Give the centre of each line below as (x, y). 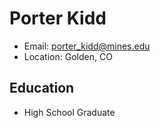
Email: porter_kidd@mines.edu (87, 46)
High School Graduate (69, 112)
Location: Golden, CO (68, 56)
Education (42, 88)
